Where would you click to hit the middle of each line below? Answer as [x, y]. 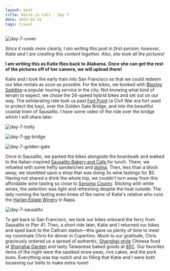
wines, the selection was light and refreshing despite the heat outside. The [83, 189]
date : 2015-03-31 [24, 19]
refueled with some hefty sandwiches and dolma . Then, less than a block [82, 167]
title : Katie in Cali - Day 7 [37, 15]
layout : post [19, 10]
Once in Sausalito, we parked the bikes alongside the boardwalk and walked [85, 156]
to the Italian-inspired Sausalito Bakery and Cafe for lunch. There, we [77, 162]
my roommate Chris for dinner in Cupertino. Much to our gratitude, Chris [81, 236]
